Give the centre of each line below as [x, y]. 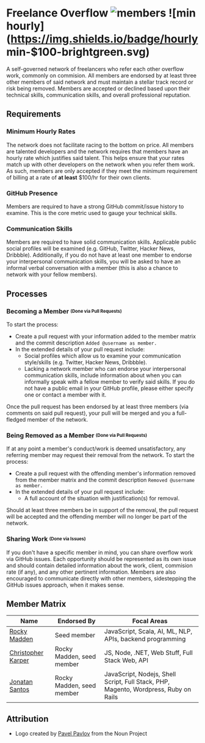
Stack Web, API [126, 661]
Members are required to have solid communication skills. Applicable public [101, 242]
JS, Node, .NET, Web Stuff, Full [149, 653]
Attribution [27, 719]
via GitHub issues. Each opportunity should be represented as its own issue [101, 558]
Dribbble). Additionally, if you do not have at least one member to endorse [99, 255]
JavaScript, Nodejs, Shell [140, 674]
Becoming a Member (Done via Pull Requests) [64, 311]
